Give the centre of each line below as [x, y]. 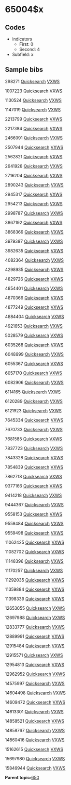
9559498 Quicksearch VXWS [34, 533]
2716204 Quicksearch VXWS [34, 175]
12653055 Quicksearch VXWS [35, 608]
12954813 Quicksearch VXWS [35, 665]
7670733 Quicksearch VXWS [34, 429]
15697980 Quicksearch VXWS [35, 758]
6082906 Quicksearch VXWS [34, 382]
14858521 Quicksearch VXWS [35, 721]
